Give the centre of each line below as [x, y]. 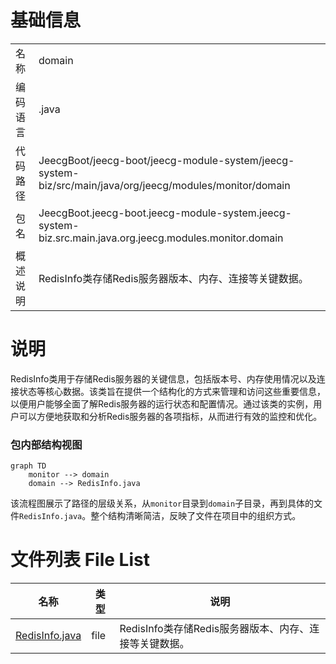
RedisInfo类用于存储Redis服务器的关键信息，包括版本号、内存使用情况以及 [163, 378]
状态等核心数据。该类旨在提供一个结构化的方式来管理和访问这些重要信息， [172, 391]
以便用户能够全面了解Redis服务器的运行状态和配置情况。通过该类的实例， [162, 403]
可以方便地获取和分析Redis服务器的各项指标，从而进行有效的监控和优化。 [170, 416]
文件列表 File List [80, 560]
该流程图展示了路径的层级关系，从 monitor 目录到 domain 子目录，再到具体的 [162, 503]
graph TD [28, 466]
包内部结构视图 [46, 444]
